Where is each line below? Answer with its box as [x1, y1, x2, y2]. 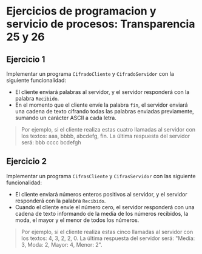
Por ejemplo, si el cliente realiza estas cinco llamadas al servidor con [21, 228, 194, 235]
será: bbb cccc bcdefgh [21, 139, 81, 146]
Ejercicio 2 [6, 156, 47, 167]
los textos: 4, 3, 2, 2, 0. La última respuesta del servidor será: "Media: [21, 235, 195, 242]
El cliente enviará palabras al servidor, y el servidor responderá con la [15, 89, 190, 95]
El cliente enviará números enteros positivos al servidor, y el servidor [15, 190, 187, 198]
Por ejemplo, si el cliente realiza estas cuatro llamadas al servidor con [21, 126, 196, 133]
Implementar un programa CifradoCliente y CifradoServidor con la [6, 70, 175, 77]
